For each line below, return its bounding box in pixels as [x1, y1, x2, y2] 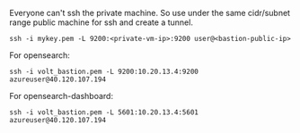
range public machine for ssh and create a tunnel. [9, 17, 193, 28]
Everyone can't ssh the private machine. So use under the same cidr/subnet [9, 8, 290, 18]
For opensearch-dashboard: [9, 91, 114, 101]
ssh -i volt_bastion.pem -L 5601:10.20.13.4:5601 [9, 108, 199, 117]
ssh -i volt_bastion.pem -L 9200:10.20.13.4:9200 [9, 67, 199, 76]
